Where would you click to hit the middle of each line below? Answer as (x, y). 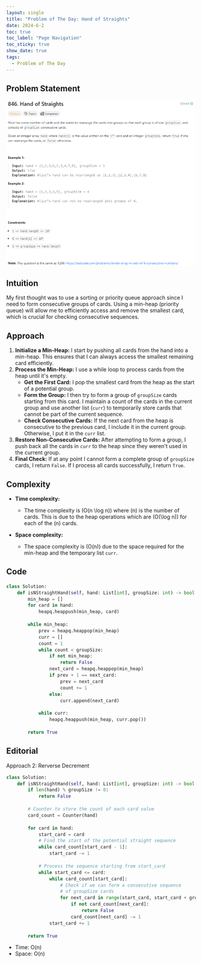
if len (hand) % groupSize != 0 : (69, 790)
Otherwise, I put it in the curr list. (65, 434)
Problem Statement (43, 89)
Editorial (22, 751)
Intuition (22, 283)
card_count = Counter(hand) (63, 815)
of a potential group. (49, 389)
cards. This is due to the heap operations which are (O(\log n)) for (106, 517)
